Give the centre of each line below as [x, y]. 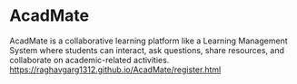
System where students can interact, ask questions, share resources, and [147, 50]
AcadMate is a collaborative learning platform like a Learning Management [148, 41]
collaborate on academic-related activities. [89, 60]
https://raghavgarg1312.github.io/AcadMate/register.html [115, 70]
